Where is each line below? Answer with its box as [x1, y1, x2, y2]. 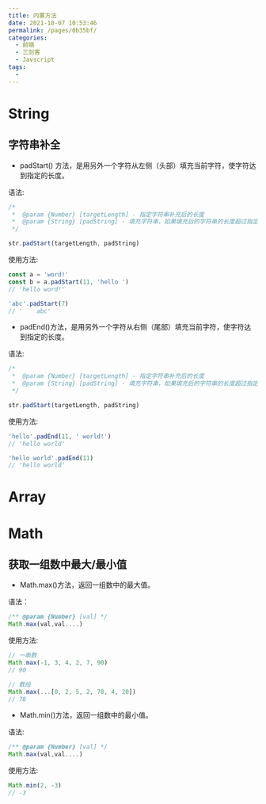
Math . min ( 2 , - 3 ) [8, 782, 62, 790]
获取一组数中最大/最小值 [8, 558, 127, 571]
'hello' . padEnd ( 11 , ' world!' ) [8, 432, 112, 440]
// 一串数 [8, 651, 37, 660]
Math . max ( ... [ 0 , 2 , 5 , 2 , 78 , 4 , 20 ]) [8, 688, 137, 695]
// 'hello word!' [8, 285, 66, 293]
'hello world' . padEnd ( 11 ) [8, 454, 93, 462]
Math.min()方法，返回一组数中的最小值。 [19, 711, 153, 720]
